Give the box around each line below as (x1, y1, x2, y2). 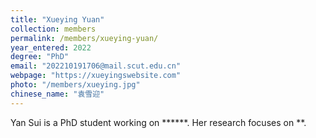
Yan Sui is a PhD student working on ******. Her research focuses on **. (10, 116, 307, 128)
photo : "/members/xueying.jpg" (10, 80, 141, 90)
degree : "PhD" (10, 52, 70, 62)
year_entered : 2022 (10, 42, 92, 53)
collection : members (10, 24, 97, 34)
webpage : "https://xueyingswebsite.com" (10, 71, 182, 81)
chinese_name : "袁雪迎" (10, 89, 105, 99)
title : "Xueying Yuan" (10, 14, 105, 25)
